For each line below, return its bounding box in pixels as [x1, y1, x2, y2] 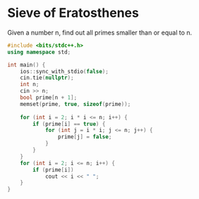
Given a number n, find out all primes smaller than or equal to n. [7, 28, 193, 37]
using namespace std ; [7, 48, 71, 56]
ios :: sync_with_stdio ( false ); [20, 68, 109, 75]
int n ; [20, 81, 40, 88]
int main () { [7, 61, 46, 68]
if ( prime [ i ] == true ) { [32, 120, 106, 128]
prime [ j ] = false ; [57, 133, 112, 140]
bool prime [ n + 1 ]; [20, 94, 78, 102]
